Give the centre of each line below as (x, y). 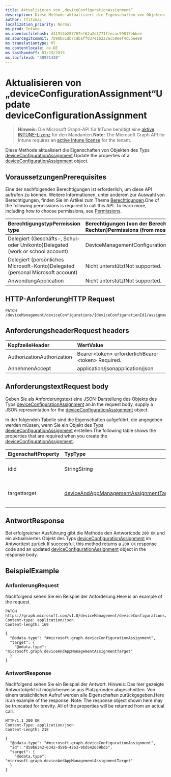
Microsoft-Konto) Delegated (41, 266)
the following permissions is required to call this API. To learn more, (76, 206)
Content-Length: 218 (27, 730)
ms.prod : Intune (22, 29)
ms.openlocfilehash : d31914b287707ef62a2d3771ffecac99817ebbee (74, 34)
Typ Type (75, 454)
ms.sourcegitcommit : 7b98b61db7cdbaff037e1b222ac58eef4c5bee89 (74, 39)
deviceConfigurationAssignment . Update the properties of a (67, 156)
